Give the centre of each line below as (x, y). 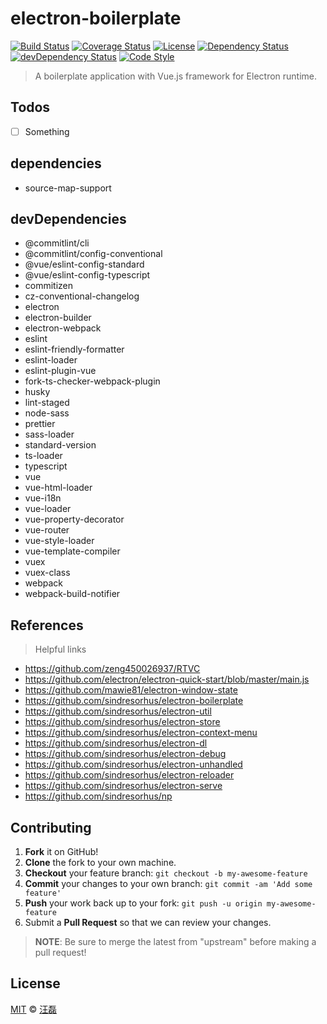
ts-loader (43, 456)
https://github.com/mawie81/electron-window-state (131, 690)
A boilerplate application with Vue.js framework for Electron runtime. (176, 76)
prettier (40, 424)
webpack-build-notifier (72, 594)
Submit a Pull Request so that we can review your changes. (148, 923)
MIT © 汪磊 (34, 1009)
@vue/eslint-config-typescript (87, 275)
